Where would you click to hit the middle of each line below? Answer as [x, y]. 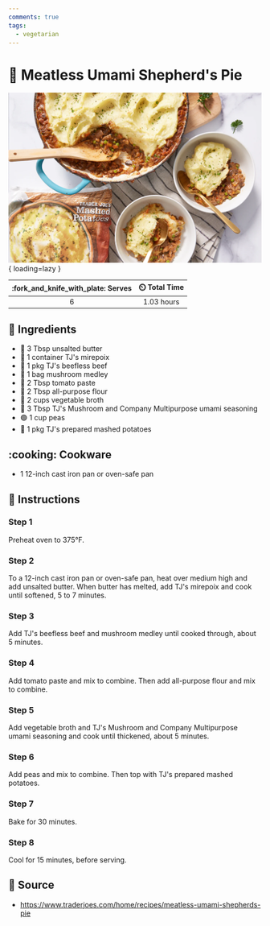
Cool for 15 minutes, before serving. [67, 860]
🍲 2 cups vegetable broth [62, 400]
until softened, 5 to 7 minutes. [57, 595]
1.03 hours [162, 302]
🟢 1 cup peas [43, 418]
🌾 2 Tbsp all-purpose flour [64, 391]
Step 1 [20, 522]
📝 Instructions [44, 499]
